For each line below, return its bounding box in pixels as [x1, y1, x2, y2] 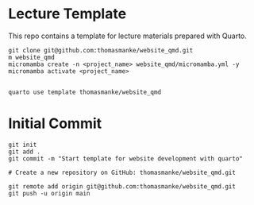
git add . [8, 148, 41, 156]
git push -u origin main [8, 189, 90, 197]
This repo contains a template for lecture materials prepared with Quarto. [8, 31, 248, 41]
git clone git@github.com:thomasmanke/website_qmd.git [8, 46, 194, 54]
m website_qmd [8, 53, 56, 61]
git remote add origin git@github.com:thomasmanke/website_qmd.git [8, 182, 237, 191]
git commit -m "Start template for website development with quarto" [8, 154, 244, 163]
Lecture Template [8, 5, 127, 23]
